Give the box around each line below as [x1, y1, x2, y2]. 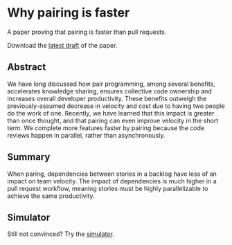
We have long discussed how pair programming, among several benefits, [7, 80, 216, 88]
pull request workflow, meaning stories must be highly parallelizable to [7, 184, 208, 192]
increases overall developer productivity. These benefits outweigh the [7, 94, 207, 102]
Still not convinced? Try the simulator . [7, 230, 115, 238]
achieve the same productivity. [7, 192, 95, 200]
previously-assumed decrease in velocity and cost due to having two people [7, 102, 225, 110]
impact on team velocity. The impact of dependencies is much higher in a [7, 176, 217, 185]
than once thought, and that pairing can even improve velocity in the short [7, 116, 219, 125]
